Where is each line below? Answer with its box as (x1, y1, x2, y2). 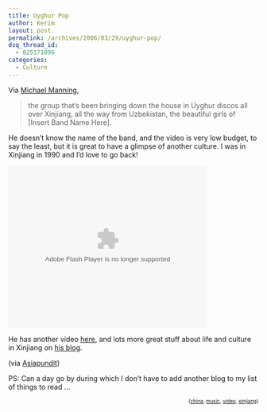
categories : (8, 56, 48, 64)
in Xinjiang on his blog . (8, 343, 83, 352)
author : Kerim (8, 19, 56, 27)
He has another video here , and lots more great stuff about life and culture (8, 334, 252, 344)
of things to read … (8, 382, 71, 391)
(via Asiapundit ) (8, 358, 60, 367)
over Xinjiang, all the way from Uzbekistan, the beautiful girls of (27, 109, 236, 119)
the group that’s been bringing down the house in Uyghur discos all (27, 100, 248, 110)
